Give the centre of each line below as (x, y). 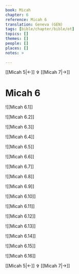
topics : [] (17, 34)
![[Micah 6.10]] (21, 196)
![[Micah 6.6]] (20, 157)
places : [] (17, 48)
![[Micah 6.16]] (21, 256)
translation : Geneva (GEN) (34, 24)
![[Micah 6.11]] (20, 206)
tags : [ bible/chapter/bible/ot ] (40, 29)
